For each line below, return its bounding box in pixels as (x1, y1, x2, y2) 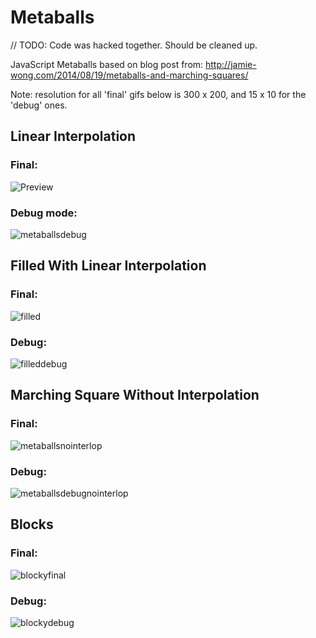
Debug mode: (10, 206, 78, 220)
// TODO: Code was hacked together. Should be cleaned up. (10, 39, 258, 51)
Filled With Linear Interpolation (10, 257, 207, 275)
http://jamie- (205, 58, 257, 70)
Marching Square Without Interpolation (10, 387, 260, 404)
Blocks (10, 516, 54, 533)
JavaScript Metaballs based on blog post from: (10, 58, 204, 70)
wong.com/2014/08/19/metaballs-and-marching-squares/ (10, 69, 249, 81)
